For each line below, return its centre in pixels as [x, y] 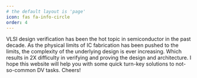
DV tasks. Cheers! [59, 70]
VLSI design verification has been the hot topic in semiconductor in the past [98, 39]
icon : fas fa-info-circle [38, 17]
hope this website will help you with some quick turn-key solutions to [90, 64]
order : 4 [17, 22]
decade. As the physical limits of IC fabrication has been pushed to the [92, 45]
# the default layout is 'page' [46, 11]
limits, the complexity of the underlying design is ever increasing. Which [94, 52]
